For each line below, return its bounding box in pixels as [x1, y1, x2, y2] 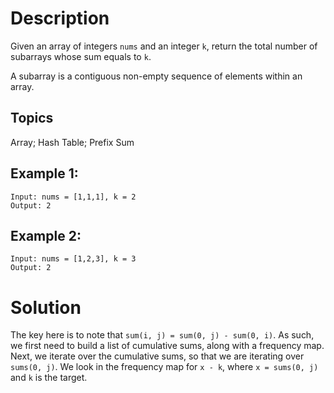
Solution [10, 296, 82, 319]
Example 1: [10, 165, 79, 182]
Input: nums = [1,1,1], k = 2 [10, 192, 137, 202]
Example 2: [10, 227, 82, 244]
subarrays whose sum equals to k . [10, 50, 152, 62]
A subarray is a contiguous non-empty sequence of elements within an [10, 70, 303, 82]
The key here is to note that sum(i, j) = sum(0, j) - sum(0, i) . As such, [10, 329, 315, 341]
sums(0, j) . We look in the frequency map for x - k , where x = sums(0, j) [10, 361, 319, 373]
